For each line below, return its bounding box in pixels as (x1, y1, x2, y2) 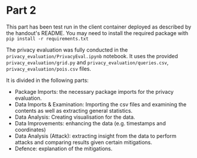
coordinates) (14, 126, 46, 133)
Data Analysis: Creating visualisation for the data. (14, 113, 135, 121)
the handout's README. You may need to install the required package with (6, 29, 189, 36)
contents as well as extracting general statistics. (14, 107, 133, 114)
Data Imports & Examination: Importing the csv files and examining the (14, 100, 187, 108)
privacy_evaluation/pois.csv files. (6, 65, 91, 72)
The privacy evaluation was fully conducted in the (6, 46, 128, 53)
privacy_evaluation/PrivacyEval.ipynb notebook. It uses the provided (6, 52, 178, 59)
